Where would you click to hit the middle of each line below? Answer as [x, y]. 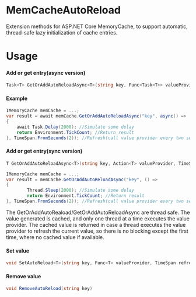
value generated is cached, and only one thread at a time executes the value [98, 218]
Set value [18, 251]
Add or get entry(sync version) [44, 151]
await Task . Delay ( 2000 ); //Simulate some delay [75, 127]
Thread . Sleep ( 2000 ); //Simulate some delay [80, 191]
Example [17, 98]
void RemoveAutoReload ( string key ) [49, 289]
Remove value [24, 276]
